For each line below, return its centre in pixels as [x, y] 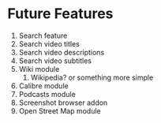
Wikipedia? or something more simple [92, 77]
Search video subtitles [55, 61]
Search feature [43, 35]
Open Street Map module [60, 110]
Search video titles [49, 43]
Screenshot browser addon [63, 102]
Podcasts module [47, 94]
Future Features [60, 14]
